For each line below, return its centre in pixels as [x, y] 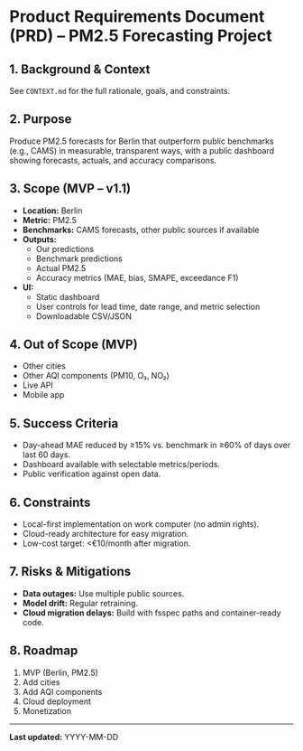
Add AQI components [62, 691]
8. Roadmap [44, 651]
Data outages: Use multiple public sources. [103, 593]
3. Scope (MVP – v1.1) [70, 188]
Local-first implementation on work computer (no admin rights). [141, 524]
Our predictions [65, 249]
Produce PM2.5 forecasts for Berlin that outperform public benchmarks [142, 141]
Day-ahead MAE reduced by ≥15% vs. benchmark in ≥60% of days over [156, 446]
